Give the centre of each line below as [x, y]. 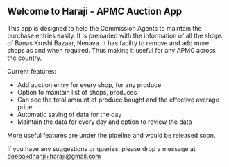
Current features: [32, 71]
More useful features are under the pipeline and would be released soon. [111, 135]
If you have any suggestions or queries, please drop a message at [101, 148]
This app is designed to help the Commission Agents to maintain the [105, 28]
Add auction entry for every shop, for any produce [89, 85]
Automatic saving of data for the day [69, 114]
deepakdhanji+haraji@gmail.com [54, 156]
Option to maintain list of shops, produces [77, 92]
